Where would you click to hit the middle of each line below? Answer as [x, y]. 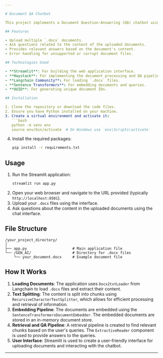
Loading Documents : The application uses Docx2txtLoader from [76, 284]
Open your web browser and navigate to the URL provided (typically [80, 193]
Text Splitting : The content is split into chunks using [64, 294]
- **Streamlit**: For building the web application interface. [70, 71]
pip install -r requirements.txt [46, 148]
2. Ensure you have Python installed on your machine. [62, 111]
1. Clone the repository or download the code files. [61, 107]
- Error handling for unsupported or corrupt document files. [69, 54]
